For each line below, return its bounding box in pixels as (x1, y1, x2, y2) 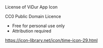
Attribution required (12, 28, 51, 33)
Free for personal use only (12, 23, 65, 29)
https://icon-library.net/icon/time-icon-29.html (5, 37, 98, 43)
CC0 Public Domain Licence (5, 14, 61, 19)
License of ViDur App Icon (5, 4, 58, 10)
